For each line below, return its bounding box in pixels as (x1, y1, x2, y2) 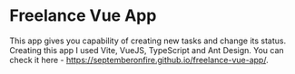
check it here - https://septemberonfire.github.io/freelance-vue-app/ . (9, 54, 270, 65)
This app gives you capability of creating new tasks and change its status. (9, 35, 287, 46)
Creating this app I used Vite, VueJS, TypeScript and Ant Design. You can (9, 44, 284, 55)
